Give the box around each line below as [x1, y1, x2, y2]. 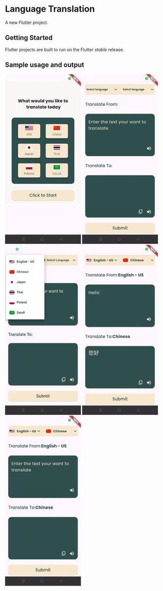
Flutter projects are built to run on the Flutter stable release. [5, 46, 125, 52]
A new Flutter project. [5, 20, 49, 25]
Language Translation [5, 3, 95, 15]
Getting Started [5, 34, 53, 42]
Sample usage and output [5, 61, 84, 69]
